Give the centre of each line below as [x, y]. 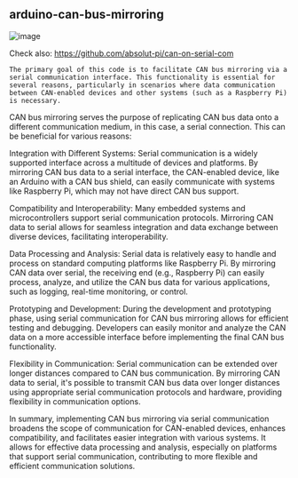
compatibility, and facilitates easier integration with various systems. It [137, 437]
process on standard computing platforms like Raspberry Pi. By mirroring [143, 263]
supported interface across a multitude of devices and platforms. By [134, 163]
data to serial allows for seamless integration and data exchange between [144, 227]
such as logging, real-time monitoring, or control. [99, 291]
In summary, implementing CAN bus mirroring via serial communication [139, 418]
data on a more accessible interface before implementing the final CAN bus [147, 337]
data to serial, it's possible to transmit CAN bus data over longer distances [145, 382]
